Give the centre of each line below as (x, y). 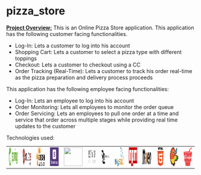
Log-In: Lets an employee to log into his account (74, 101)
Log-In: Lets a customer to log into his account (72, 46)
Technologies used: (31, 138)
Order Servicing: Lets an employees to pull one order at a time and (97, 113)
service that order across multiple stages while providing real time (96, 120)
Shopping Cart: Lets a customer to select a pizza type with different (98, 52)
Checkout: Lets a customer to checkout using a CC (77, 65)
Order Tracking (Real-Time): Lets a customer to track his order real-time (103, 71)
